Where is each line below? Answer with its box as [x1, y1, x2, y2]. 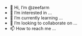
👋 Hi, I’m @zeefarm [9, 5, 50, 10]
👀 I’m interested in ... [9, 10, 52, 16]
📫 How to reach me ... [9, 26, 56, 31]
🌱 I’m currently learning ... [9, 15, 63, 20]
